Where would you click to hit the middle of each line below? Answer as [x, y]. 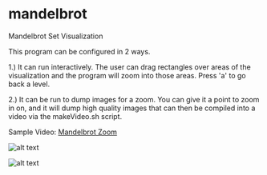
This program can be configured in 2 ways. [79, 51]
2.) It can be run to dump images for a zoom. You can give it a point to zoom [134, 99]
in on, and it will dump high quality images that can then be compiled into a [132, 108]
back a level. [29, 84]
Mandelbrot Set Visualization [56, 36]
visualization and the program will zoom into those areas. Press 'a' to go [127, 75]
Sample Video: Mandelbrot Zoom [63, 132]
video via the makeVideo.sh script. [65, 116]
